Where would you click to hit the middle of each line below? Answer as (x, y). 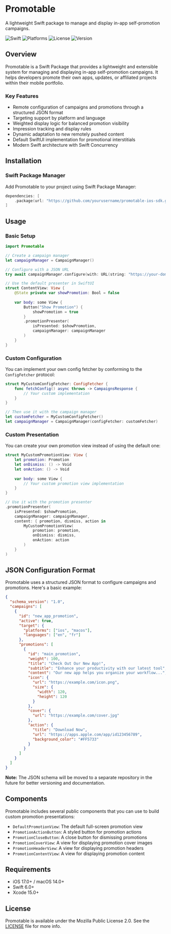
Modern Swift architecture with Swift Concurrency (65, 145)
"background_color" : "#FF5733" (66, 739)
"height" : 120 (52, 697)
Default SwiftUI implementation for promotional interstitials (74, 140)
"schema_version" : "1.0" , (37, 602)
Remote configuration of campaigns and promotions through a (78, 107)
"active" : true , (36, 621)
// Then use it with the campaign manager (51, 412)
